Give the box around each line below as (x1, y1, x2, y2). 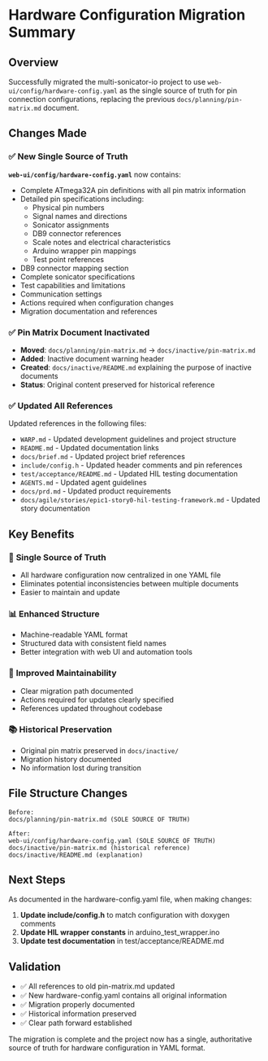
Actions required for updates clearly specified (19, 695, 175, 704)
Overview (8, 55, 59, 69)
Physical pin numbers (32, 202, 105, 213)
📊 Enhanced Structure (8, 608, 100, 620)
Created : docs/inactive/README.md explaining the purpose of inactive (19, 362, 252, 372)
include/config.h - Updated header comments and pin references (19, 460, 243, 470)
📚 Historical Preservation (8, 724, 112, 735)
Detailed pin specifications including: (19, 194, 145, 204)
